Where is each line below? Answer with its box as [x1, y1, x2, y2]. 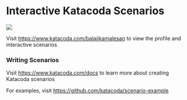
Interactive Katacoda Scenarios [6, 4, 165, 18]
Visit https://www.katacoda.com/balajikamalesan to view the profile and [6, 34, 182, 42]
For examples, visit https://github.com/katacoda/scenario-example [6, 87, 169, 94]
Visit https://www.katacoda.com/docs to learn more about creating [6, 69, 169, 76]
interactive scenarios [6, 41, 57, 48]
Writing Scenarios [6, 56, 59, 64]
